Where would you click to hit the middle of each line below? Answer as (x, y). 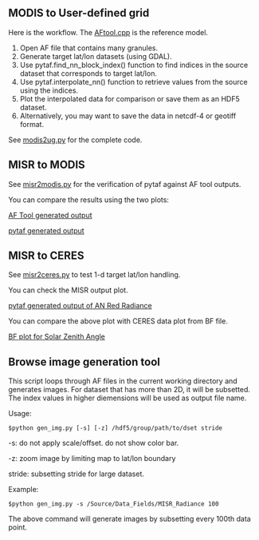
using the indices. (49, 90)
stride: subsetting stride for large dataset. (77, 474)
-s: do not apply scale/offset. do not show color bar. (94, 443)
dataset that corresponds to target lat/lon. (88, 73)
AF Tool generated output (51, 215)
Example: (24, 490)
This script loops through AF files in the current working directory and (123, 381)
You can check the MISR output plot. (69, 290)
